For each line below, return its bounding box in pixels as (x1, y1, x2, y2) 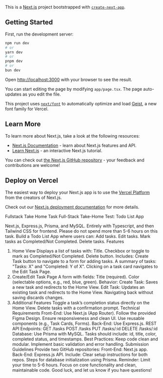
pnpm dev (5, 59, 23, 64)
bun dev (5, 68, 21, 73)
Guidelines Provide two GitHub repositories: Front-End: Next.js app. (12, 346, 148, 352)
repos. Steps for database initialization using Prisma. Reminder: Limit (12, 357, 150, 362)
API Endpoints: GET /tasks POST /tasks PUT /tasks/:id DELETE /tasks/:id (12, 325, 158, 331)
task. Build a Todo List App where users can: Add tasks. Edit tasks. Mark (5, 233, 151, 239)
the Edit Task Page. (12, 268, 51, 275)
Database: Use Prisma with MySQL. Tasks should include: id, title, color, (12, 331, 157, 337)
